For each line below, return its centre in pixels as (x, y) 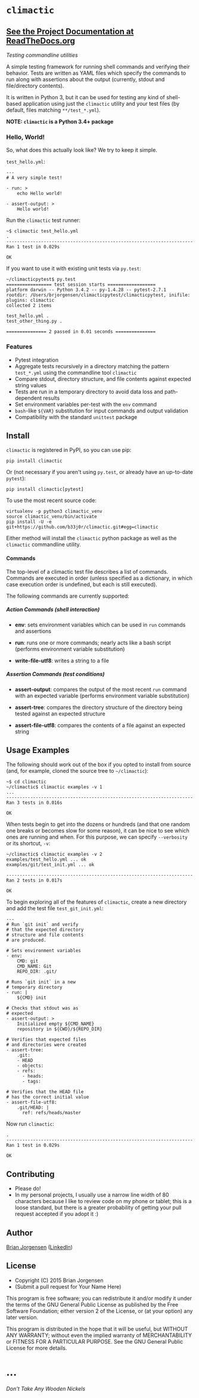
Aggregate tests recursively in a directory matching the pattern (92, 366)
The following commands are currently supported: (68, 596)
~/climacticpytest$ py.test (41, 280)
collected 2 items (29, 306)
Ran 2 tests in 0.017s (34, 880)
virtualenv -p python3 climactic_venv (54, 512)
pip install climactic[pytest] (45, 490)
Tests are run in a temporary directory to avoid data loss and (89, 391)
